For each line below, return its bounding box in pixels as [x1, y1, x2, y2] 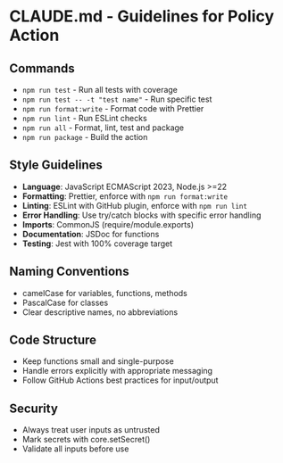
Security [9, 401, 58, 416]
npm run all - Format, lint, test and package [21, 122, 185, 133]
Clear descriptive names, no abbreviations [21, 306, 179, 318]
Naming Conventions [9, 264, 129, 279]
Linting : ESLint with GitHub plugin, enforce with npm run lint [21, 200, 248, 211]
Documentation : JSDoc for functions [21, 228, 160, 239]
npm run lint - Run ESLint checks [21, 113, 147, 123]
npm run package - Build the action [21, 132, 148, 142]
